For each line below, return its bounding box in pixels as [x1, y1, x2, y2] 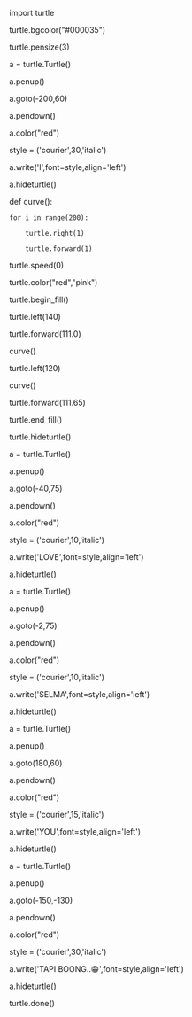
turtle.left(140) [9, 312, 62, 322]
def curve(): [9, 197, 53, 206]
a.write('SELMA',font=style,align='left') [9, 689, 150, 699]
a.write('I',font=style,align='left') [9, 162, 127, 172]
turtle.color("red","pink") [9, 277, 98, 287]
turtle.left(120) [9, 363, 61, 373]
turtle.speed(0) [9, 260, 65, 270]
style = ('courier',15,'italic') [9, 810, 104, 819]
